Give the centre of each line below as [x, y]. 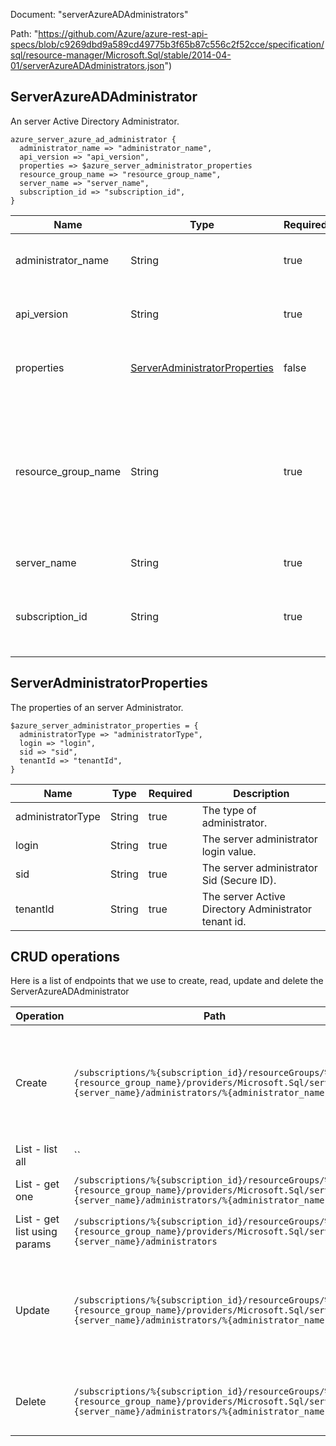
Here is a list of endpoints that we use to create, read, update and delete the [167, 981]
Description [261, 793]
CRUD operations [65, 957]
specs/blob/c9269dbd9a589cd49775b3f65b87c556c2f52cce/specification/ [167, 44]
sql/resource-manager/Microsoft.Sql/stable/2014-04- [121, 55]
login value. [229, 851]
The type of [229, 810]
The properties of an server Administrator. [97, 707]
